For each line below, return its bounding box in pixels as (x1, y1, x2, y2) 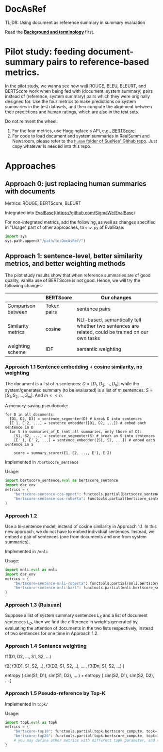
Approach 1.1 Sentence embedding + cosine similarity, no (5, 363, 143, 370)
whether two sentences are (77, 323, 139, 330)
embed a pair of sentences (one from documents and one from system (5, 534, 147, 539)
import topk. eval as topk (5, 720, 57, 725)
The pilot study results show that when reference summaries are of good (5, 272, 151, 278)
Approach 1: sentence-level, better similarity (5, 252, 143, 260)
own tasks (77, 335, 100, 342)
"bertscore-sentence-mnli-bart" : (14, 585, 81, 591)
